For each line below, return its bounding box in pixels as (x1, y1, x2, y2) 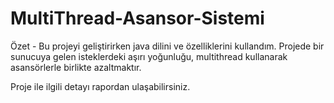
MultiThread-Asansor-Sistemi (10, 7, 265, 30)
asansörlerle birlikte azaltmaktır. (10, 61, 142, 73)
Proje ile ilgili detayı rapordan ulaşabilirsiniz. (10, 80, 191, 92)
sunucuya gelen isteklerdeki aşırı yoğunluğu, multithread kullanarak (10, 50, 288, 62)
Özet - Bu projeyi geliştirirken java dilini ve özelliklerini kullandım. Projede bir (10, 40, 325, 52)
